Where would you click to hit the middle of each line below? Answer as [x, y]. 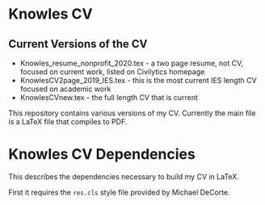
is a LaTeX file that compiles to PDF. [68, 121]
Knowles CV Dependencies [102, 155]
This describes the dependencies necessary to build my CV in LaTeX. [124, 176]
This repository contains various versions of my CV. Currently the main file [132, 113]
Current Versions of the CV [78, 44]
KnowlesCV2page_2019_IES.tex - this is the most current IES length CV [138, 80]
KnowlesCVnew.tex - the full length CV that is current [109, 97]
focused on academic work [65, 89]
